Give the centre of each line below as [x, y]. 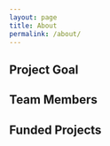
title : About [33, 26]
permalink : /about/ [45, 34]
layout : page [33, 17]
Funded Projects [55, 130]
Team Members [53, 100]
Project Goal [44, 69]
